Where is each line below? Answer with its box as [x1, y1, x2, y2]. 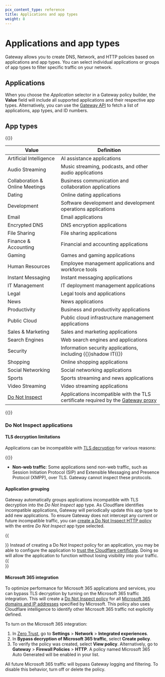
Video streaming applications [60, 382, 128, 389]
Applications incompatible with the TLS [60, 390, 151, 397]
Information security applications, [60, 344, 138, 351]
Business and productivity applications [60, 306, 150, 313]
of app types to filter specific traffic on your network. [5, 65, 112, 71]
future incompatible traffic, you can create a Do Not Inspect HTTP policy [5, 518, 152, 524]
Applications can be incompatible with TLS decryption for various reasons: [5, 445, 156, 451]
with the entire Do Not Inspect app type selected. [5, 523, 105, 529]
